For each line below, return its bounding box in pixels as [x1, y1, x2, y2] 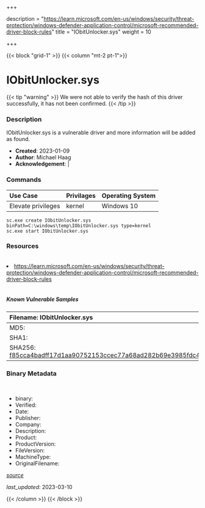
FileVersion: [15, 447, 45, 454]
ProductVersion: [15, 440, 56, 448]
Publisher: [15, 415, 41, 422]
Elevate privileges [9, 201, 60, 210]
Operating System [101, 191, 156, 200]
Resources [6, 242, 39, 250]
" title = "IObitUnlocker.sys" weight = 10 [51, 28, 151, 35]
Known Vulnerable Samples [6, 296, 79, 303]
